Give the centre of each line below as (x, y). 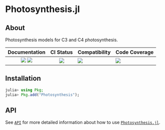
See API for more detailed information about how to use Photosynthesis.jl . (83, 122)
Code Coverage (135, 52)
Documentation (27, 52)
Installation (23, 79)
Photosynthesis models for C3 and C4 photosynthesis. (62, 40)
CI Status (62, 52)
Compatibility (94, 52)
